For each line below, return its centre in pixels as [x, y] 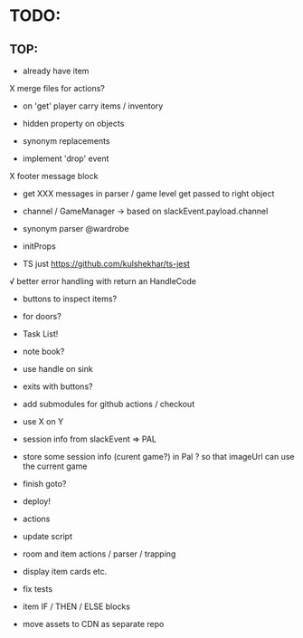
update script [47, 536]
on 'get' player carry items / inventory [93, 106]
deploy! [37, 501]
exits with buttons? [57, 386]
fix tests [37, 589]
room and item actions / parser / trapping [99, 554]
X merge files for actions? [57, 88]
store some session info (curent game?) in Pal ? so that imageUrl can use [159, 457]
